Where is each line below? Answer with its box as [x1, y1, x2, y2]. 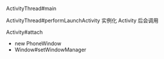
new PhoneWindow [14, 40, 61, 47]
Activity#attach [6, 29, 43, 36]
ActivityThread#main [6, 5, 57, 12]
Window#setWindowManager [14, 46, 87, 53]
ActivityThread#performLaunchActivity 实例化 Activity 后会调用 [6, 17, 159, 24]
